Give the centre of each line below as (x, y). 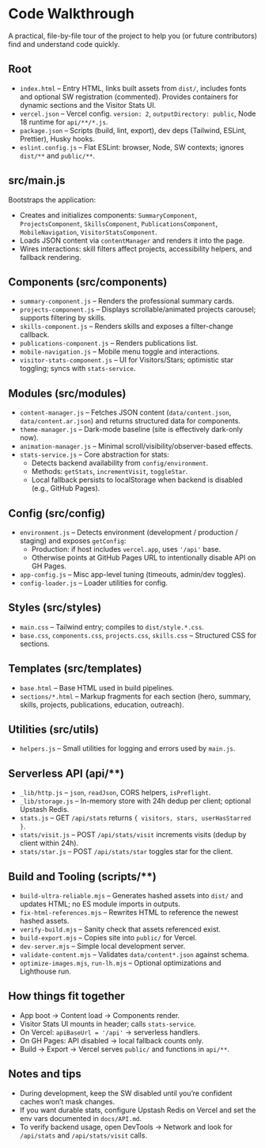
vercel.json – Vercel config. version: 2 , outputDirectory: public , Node (138, 113)
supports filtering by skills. (63, 318)
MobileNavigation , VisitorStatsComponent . (88, 232)
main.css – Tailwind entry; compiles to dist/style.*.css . (112, 626)
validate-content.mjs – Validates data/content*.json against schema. (134, 955)
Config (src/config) (57, 513)
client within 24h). (49, 843)
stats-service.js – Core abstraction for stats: (95, 455)
